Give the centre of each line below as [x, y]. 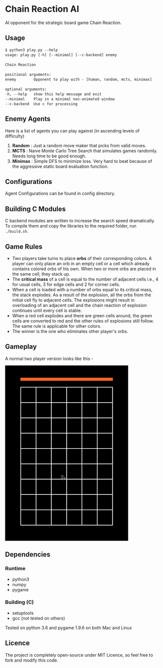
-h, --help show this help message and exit [53, 94]
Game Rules [24, 246]
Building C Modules [35, 209]
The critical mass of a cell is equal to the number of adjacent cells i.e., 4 [85, 279]
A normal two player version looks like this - [49, 359]
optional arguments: [26, 89]
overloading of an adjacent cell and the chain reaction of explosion [79, 305]
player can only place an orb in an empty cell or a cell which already [81, 264]
